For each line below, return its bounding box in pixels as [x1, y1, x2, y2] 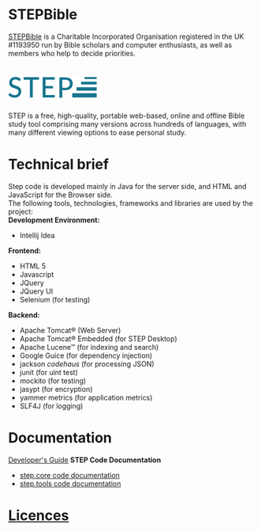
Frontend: [8, 245, 42, 255]
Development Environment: [8, 215, 100, 225]
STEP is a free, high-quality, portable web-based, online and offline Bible [8, 111, 245, 120]
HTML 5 [19, 261, 47, 271]
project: [8, 207, 34, 216]
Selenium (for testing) [19, 294, 91, 304]
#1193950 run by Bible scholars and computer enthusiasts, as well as [8, 40, 233, 49]
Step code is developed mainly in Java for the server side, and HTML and [8, 181, 247, 191]
